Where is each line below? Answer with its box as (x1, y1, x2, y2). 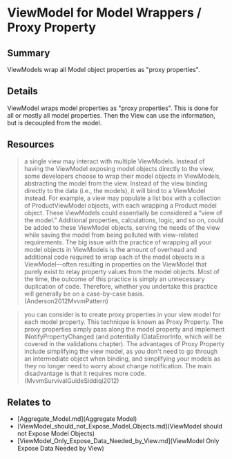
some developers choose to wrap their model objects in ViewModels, (23, 172, 221, 180)
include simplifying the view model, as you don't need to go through (23, 347, 218, 355)
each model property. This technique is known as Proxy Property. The (23, 317, 224, 326)
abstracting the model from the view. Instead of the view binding (23, 179, 208, 188)
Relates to (7, 397, 52, 408)
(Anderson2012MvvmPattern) (23, 296, 109, 305)
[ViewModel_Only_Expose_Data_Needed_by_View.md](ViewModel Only (17, 437, 220, 445)
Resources (7, 138, 55, 150)
